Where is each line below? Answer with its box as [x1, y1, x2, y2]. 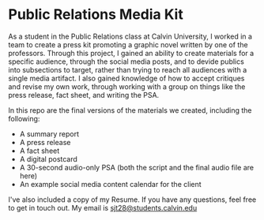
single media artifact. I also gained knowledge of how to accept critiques [8, 73, 245, 83]
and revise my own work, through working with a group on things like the [8, 81, 246, 91]
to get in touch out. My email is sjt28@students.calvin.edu [8, 203, 198, 212]
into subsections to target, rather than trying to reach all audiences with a [8, 65, 247, 74]
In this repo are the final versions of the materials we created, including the [8, 105, 252, 115]
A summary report [19, 129, 79, 139]
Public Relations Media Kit [8, 6, 183, 24]
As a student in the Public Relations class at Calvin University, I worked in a [8, 32, 253, 41]
